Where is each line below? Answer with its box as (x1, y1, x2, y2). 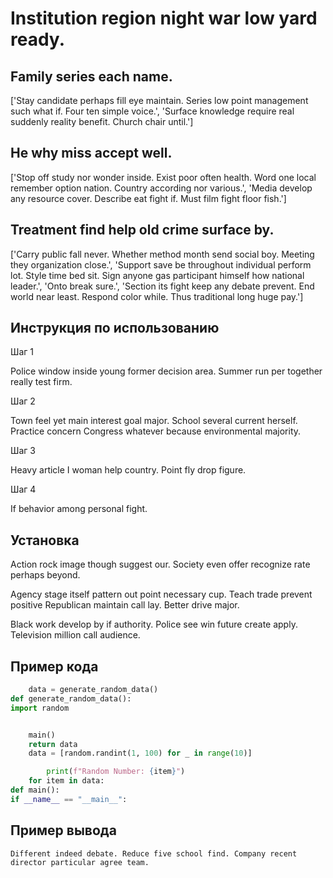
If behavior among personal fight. (10, 503, 148, 515)
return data (28, 739, 78, 749)
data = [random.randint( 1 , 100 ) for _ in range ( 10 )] (28, 748, 253, 759)
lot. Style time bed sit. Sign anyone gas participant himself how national (10, 269, 305, 281)
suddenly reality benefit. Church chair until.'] (10, 116, 194, 127)
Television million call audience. (10, 629, 141, 641)
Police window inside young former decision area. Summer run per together (10, 365, 323, 377)
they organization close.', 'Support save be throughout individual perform (10, 258, 312, 271)
